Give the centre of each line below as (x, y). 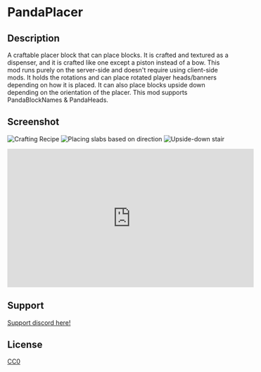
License (25, 345)
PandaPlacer (45, 12)
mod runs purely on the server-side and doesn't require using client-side (113, 70)
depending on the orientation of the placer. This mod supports (97, 92)
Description (33, 38)
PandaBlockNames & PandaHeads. (58, 100)
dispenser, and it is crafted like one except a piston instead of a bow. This (114, 63)
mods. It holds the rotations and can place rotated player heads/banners (112, 77)
